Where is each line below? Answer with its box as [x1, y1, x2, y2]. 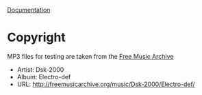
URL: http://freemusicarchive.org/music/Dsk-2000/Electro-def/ [16, 80, 195, 88]
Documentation [7, 6, 51, 14]
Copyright [7, 30, 66, 45]
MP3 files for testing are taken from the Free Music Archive [7, 52, 174, 60]
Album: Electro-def [16, 72, 71, 81]
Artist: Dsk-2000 [16, 65, 64, 74]
